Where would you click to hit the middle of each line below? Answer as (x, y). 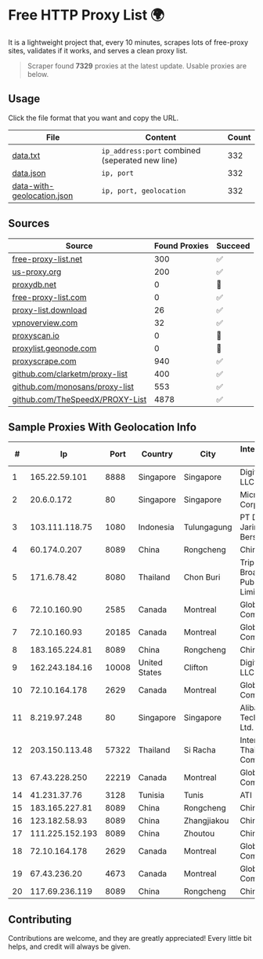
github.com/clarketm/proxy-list (70, 374)
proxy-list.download (50, 309)
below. (38, 74)
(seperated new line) (140, 160)
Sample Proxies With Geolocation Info (103, 427)
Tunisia (151, 796)
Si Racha (200, 750)
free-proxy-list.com (50, 297)
